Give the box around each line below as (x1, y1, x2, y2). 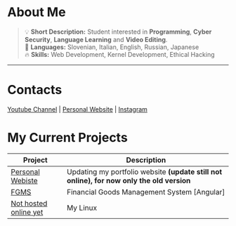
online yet (11, 207, 44, 217)
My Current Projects (7, 130, 128, 146)
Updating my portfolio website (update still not (66, 166, 223, 176)
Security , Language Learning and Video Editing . (24, 35, 168, 44)
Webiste (11, 175, 38, 185)
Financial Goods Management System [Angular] (66, 187, 225, 197)
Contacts (7, 82, 63, 98)
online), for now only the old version (66, 175, 191, 185)
